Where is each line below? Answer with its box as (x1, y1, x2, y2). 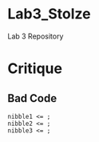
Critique (7, 59, 63, 78)
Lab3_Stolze (7, 5, 91, 23)
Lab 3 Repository (7, 31, 64, 41)
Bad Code (7, 91, 57, 105)
